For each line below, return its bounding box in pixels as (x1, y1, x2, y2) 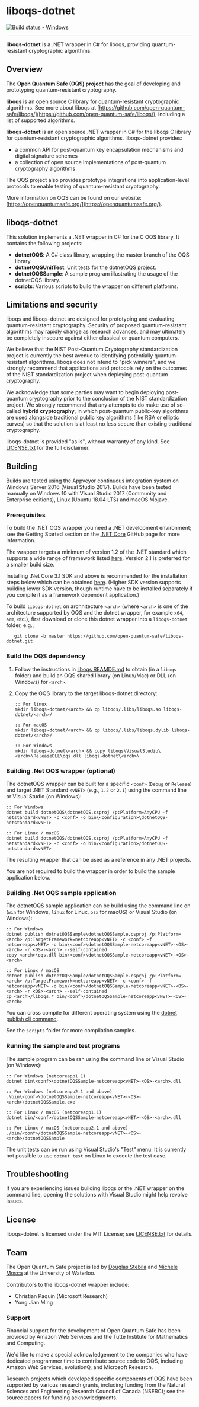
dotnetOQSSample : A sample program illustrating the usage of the (14, 270, 178, 277)
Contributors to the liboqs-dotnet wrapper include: (6, 1281, 130, 1288)
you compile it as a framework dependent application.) (6, 591, 140, 599)
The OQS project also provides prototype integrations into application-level (6, 176, 190, 183)
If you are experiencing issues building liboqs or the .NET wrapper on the (6, 1185, 185, 1192)
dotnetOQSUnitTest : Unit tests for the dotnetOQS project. (14, 264, 157, 271)
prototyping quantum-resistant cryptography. (6, 86, 117, 93)
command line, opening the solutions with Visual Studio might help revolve (6, 1191, 188, 1198)
